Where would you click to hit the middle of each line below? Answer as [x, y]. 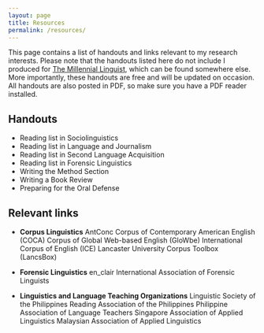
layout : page [30, 15]
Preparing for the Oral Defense [69, 188]
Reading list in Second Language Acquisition [92, 155]
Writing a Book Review [56, 180]
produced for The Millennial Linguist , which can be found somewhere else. [129, 69]
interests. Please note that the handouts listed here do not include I [117, 61]
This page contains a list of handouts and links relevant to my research [123, 53]
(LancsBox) [38, 257]
